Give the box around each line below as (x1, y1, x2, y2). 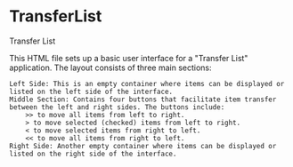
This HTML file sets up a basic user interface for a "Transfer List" (9, 52, 248, 63)
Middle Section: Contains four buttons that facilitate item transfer (9, 95, 277, 104)
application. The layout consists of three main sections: (9, 62, 212, 73)
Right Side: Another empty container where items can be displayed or (9, 141, 277, 150)
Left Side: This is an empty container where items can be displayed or (9, 79, 285, 88)
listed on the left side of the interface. (9, 87, 174, 96)
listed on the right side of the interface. (9, 149, 177, 158)
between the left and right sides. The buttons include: (9, 102, 225, 112)
